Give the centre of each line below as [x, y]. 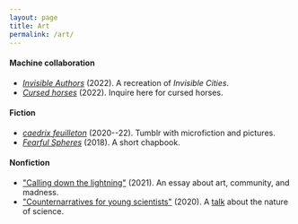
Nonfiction [30, 163]
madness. [40, 192]
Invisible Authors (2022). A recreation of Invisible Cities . [126, 82]
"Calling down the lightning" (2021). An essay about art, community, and [156, 182]
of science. [43, 211]
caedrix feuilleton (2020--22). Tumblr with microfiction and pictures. [149, 133]
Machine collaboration [53, 63]
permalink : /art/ [42, 34]
